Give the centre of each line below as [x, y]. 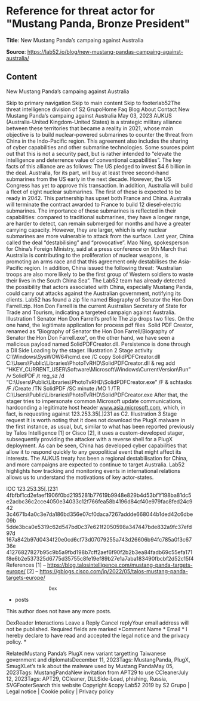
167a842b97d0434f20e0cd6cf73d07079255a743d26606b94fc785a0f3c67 [99, 539]
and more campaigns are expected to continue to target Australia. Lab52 [96, 465]
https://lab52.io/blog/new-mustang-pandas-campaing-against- [105, 51]
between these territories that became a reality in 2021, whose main [90, 128]
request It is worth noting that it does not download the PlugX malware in [96, 420]
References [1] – [26, 565]
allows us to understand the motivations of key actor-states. [80, 477]
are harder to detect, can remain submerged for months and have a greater [99, 223]
